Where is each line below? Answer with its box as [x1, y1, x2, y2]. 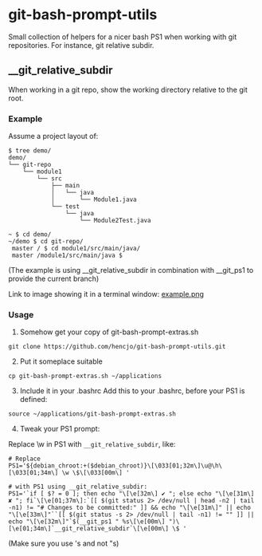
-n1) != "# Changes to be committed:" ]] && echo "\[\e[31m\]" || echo [8, 504, 251, 512]
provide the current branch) [8, 274, 100, 284]
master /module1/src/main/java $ [11, 251, 123, 260]
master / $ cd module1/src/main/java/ [11, 245, 141, 253]
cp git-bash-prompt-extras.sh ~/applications [8, 373, 162, 381]
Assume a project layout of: [8, 132, 99, 141]
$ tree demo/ [8, 147, 52, 155]
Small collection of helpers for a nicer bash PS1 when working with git [8, 32, 237, 41]
